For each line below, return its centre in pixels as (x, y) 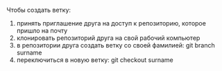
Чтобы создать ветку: (39, 10)
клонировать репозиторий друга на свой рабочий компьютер (108, 38)
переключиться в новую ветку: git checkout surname (95, 60)
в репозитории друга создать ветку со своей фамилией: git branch (116, 45)
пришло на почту (42, 31)
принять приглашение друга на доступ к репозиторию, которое (111, 23)
